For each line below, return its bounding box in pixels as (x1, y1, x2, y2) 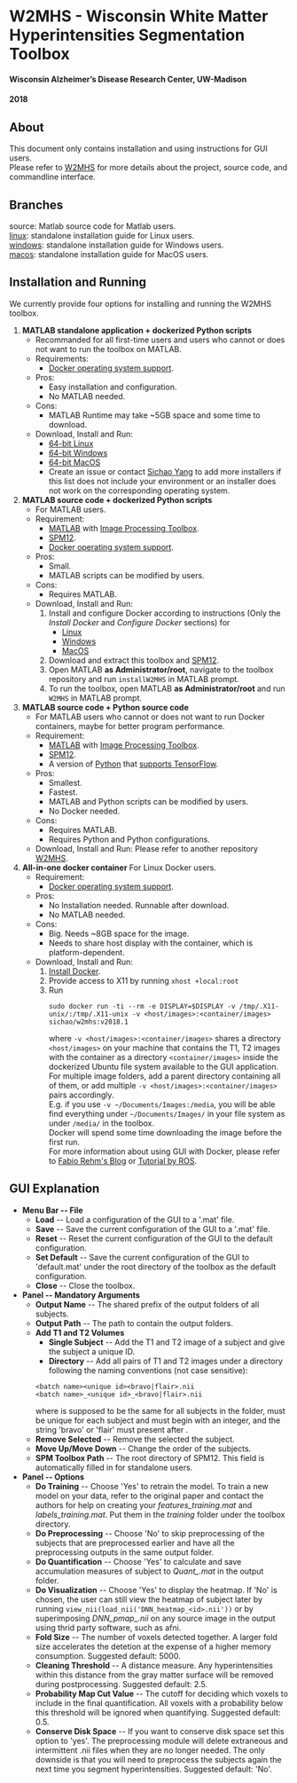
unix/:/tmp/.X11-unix (48, 1009, 129, 1018)
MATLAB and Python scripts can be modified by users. (48, 796, 249, 806)
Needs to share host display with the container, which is (48, 938, 254, 948)
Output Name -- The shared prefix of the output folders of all (35, 1299, 260, 1309)
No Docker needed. (48, 805, 121, 816)
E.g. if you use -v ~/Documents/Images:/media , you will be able (48, 1098, 276, 1110)
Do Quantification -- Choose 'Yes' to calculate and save (35, 1556, 242, 1567)
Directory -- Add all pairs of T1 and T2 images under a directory (48, 1355, 284, 1366)
